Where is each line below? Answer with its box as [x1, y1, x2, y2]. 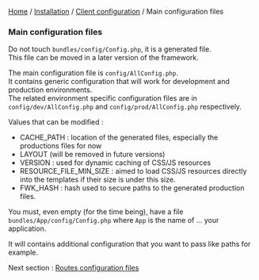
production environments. [8, 85, 93, 94]
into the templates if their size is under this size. [19, 175, 176, 185]
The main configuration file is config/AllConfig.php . [8, 68, 178, 78]
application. [8, 224, 47, 233]
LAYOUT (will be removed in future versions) [19, 150, 166, 159]
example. [8, 247, 38, 257]
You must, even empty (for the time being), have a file [8, 207, 184, 217]
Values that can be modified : [8, 117, 104, 127]
